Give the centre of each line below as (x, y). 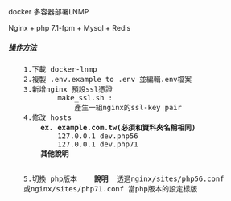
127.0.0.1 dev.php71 (98, 144)
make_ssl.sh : (85, 98)
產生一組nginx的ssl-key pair (128, 107)
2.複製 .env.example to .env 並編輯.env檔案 (108, 79)
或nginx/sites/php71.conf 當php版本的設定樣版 (111, 189)
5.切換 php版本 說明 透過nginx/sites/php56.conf (124, 178)
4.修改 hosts (48, 117)
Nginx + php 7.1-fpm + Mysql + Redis (70, 28)
